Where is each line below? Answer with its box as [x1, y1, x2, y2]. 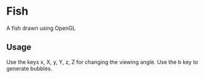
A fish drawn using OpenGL [6, 24, 76, 32]
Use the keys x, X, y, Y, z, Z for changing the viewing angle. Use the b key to [6, 58, 199, 65]
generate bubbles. [6, 65, 53, 72]
